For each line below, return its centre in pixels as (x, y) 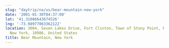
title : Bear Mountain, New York (39, 38)
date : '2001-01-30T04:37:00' (36, 14)
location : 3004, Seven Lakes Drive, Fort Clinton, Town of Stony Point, (83, 28)
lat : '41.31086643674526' (32, 19)
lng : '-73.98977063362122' (33, 24)
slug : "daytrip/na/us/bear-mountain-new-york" (55, 10)
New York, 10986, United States (44, 33)
